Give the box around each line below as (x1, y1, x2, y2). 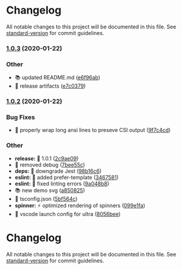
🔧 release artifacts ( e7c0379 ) (14, 82, 86, 89)
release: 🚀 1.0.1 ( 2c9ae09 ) (14, 155, 79, 162)
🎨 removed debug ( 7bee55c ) (14, 161, 85, 168)
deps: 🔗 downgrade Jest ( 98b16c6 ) (14, 167, 102, 175)
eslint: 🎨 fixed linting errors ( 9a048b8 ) (14, 180, 110, 187)
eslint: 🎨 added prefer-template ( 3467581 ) (14, 173, 119, 181)
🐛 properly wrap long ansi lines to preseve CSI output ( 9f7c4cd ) (14, 127, 171, 134)
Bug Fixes (6, 113, 36, 121)
